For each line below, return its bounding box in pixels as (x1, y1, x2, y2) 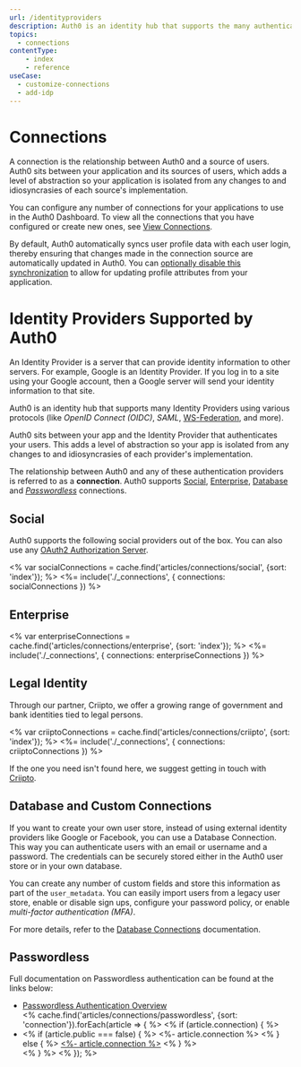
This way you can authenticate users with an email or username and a (9, 841, 268, 852)
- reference (25, 64, 70, 73)
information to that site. (9, 386, 96, 396)
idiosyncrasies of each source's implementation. (9, 185, 188, 195)
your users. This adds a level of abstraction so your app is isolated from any (9, 439, 289, 450)
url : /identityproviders (9, 13, 102, 22)
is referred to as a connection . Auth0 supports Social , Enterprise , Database (9, 476, 288, 487)
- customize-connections (17, 80, 110, 89)
